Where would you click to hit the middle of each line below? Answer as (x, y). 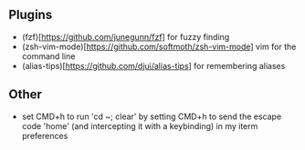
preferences (45, 135)
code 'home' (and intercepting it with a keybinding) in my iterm (140, 125)
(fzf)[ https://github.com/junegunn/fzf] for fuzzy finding (126, 36)
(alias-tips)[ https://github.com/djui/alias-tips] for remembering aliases (153, 65)
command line (48, 56)
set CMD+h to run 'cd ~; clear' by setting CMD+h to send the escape (152, 116)
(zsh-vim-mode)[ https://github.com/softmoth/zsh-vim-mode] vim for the (159, 46)
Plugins (31, 15)
